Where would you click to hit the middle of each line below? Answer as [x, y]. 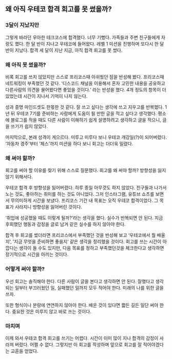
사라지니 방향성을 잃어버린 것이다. [48, 207]
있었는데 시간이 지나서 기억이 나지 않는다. [46, 96]
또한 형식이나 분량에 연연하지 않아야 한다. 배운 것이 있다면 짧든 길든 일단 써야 [82, 305]
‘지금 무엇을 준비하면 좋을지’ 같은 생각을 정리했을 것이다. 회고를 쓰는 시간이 [87, 242]
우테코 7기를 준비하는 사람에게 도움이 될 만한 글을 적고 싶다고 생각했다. [87, 113]
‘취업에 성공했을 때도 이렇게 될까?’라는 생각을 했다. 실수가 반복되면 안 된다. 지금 [84, 218]
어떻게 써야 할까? [25, 269]
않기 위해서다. [19, 177]
